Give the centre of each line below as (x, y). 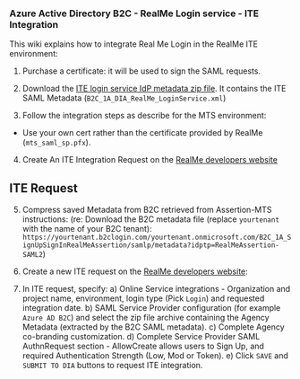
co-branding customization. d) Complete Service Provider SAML (141, 337)
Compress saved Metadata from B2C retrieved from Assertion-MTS (147, 210)
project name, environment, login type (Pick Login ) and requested (143, 298)
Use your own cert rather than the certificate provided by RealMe (142, 133)
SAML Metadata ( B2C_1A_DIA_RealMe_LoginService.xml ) (124, 98)
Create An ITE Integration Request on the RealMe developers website (150, 160)
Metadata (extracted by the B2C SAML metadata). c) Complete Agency (153, 327)
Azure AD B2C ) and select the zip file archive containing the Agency (146, 318)
